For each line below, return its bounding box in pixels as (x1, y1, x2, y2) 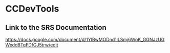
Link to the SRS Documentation (5, 23, 107, 32)
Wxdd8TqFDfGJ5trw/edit (5, 42, 58, 48)
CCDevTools (5, 3, 59, 15)
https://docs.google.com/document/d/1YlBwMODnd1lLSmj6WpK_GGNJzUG (5, 36, 165, 42)
